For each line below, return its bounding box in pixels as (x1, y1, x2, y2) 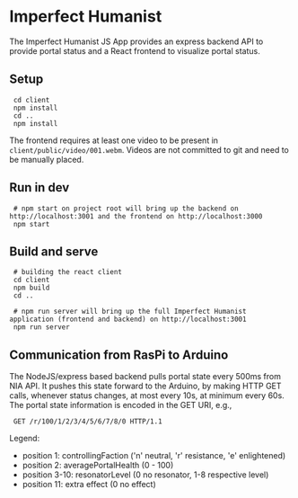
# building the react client (13, 268, 123, 277)
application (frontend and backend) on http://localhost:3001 (9, 315, 247, 325)
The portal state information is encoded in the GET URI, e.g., (9, 400, 232, 411)
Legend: (9, 433, 40, 444)
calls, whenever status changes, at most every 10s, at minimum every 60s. (9, 390, 285, 401)
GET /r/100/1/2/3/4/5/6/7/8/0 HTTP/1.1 (13, 417, 163, 426)
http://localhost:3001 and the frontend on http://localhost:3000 (9, 211, 263, 221)
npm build (13, 283, 50, 293)
